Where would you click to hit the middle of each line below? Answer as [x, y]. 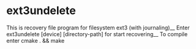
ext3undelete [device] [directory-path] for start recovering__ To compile [97, 34]
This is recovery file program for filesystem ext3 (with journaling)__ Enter [98, 28]
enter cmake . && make [36, 40]
